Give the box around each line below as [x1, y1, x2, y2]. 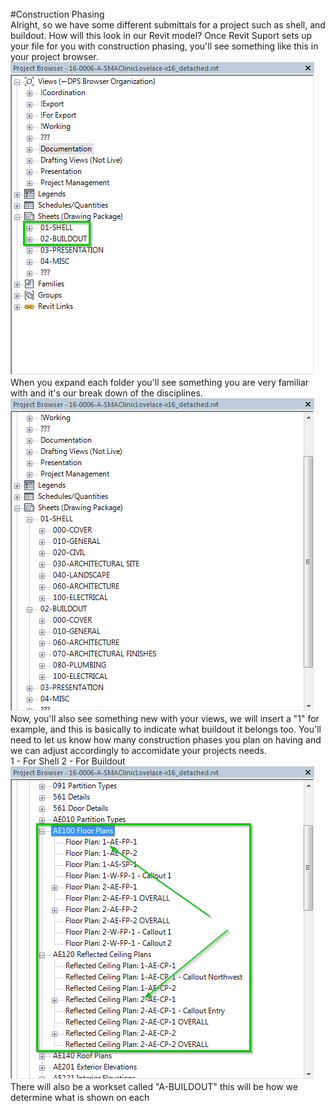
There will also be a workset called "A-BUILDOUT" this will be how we [10, 1081, 298, 1092]
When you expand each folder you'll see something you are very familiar [10, 377, 310, 388]
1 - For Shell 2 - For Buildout [10, 755, 126, 767]
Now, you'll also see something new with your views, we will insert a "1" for [10, 713, 320, 724]
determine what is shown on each [10, 1092, 150, 1103]
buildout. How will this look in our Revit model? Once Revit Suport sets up [10, 30, 313, 41]
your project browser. [10, 51, 99, 62]
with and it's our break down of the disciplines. [10, 387, 203, 399]
